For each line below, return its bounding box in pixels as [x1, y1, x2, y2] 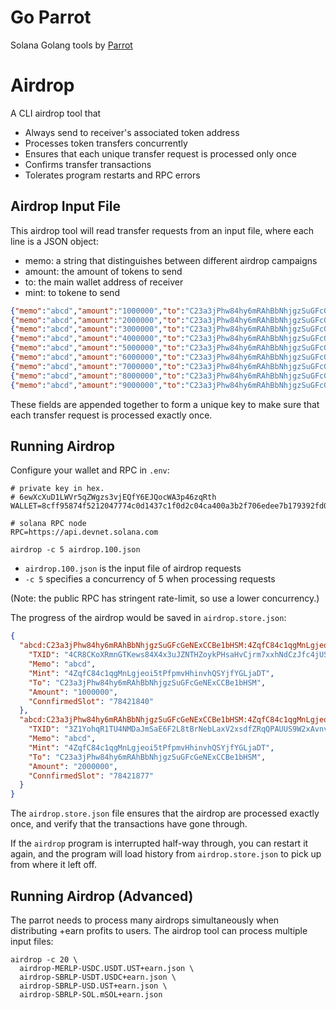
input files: [10, 935, 54, 947]
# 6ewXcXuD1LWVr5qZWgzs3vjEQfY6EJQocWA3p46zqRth [10, 492, 217, 503]
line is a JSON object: [10, 235, 99, 247]
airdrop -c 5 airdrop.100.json [10, 545, 141, 555]
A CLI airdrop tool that [10, 107, 102, 119]
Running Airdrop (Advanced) [10, 887, 194, 905]
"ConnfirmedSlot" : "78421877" [28, 771, 155, 781]
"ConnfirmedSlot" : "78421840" [28, 696, 155, 706]
